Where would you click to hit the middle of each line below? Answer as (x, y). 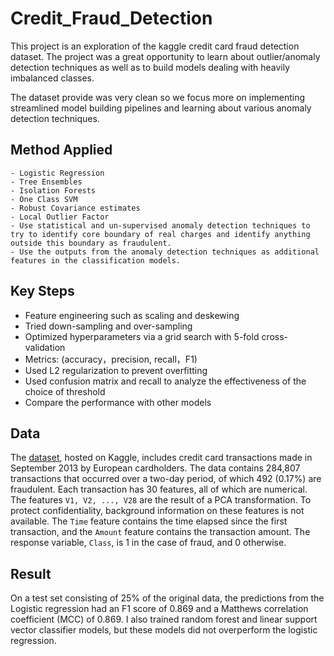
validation (45, 347)
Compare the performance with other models (118, 402)
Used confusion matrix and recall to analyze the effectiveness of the (165, 381)
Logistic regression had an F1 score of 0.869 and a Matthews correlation (159, 609)
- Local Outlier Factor (60, 217)
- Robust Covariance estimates (75, 208)
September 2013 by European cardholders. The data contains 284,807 (155, 468)
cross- (275, 336)
